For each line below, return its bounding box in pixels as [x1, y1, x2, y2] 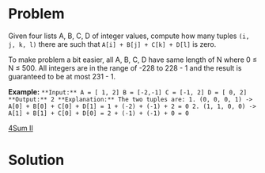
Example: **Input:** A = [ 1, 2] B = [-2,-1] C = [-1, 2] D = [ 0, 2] [8, 86, 248, 96]
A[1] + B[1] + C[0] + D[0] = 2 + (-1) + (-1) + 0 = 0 [8, 109, 190, 117]
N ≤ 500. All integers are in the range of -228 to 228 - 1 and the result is [8, 63, 242, 72]
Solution [8, 152, 65, 169]
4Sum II [8, 123, 34, 133]
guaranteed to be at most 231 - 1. [8, 71, 116, 81]
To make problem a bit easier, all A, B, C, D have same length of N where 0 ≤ [8, 55, 258, 64]
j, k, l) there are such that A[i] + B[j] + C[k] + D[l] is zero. [8, 39, 217, 48]
